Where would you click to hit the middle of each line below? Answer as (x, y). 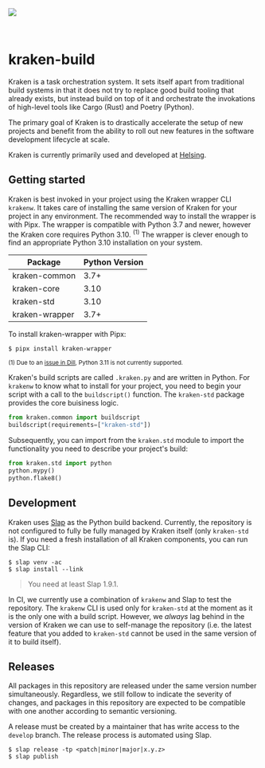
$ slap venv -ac (35, 562)
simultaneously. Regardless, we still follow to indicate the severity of (120, 694)
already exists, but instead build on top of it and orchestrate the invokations (132, 98)
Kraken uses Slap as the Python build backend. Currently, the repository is (130, 522)
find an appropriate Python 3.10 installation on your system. (105, 243)
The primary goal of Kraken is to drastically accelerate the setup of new (126, 122)
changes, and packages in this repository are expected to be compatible (127, 703)
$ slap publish (33, 757)
